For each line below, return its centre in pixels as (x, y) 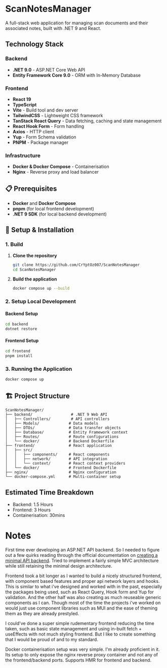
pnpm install (19, 356)
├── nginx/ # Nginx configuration (61, 472)
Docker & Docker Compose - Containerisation (61, 167)
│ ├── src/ (19, 450)
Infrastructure (23, 155)
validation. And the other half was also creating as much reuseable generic (83, 597)
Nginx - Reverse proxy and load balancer (56, 172)
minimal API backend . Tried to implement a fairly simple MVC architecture (82, 560)
